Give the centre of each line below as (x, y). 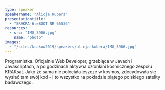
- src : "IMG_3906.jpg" (33, 33)
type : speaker (20, 10)
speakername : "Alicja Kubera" (37, 14)
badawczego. (19, 82)
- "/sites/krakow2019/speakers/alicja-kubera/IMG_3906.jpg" (73, 47)
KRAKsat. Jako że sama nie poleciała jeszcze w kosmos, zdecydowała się (81, 71)
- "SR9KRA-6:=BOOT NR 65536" (40, 24)
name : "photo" (29, 38)
